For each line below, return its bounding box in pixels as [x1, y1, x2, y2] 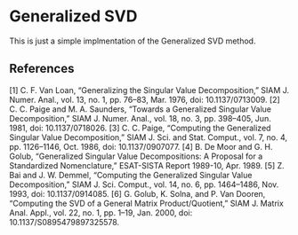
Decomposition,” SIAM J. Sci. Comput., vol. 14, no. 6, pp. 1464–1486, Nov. [9, 179, 279, 190]
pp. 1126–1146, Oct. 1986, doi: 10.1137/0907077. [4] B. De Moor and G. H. [9, 141, 273, 152]
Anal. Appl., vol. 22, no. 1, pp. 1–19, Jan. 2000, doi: [9, 207, 193, 218]
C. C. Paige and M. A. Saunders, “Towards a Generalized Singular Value [9, 104, 271, 114]
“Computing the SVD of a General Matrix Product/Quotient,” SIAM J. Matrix [9, 198, 285, 208]
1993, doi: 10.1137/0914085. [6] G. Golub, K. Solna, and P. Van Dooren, [9, 188, 266, 199]
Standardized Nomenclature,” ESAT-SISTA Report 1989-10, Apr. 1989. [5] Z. [9, 160, 285, 170]
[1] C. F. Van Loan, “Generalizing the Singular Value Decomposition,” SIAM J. [9, 84, 290, 95]
